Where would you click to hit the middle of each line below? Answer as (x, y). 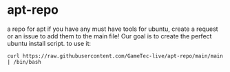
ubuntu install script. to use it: (49, 43)
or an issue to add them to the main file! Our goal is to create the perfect (109, 36)
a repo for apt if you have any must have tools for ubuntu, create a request (113, 29)
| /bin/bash (24, 62)
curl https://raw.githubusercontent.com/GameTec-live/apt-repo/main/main (115, 56)
